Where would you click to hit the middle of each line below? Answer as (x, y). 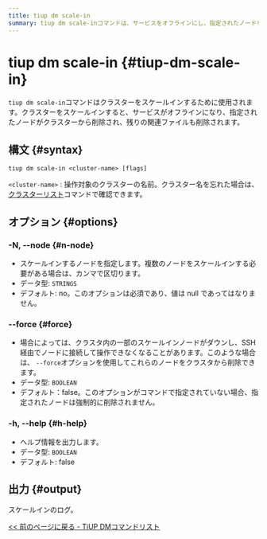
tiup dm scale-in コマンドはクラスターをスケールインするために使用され (127, 102)
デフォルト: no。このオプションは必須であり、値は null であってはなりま (137, 293)
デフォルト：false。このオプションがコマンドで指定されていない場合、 (135, 393)
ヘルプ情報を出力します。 (61, 442)
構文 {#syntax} (46, 149)
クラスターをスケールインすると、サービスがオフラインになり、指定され (139, 112)
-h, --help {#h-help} (48, 424)
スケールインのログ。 (43, 510)
